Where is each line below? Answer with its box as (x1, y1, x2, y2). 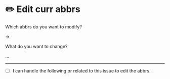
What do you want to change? (5, 43, 68, 49)
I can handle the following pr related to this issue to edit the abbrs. (12, 67, 151, 73)
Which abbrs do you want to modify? (5, 23, 82, 30)
